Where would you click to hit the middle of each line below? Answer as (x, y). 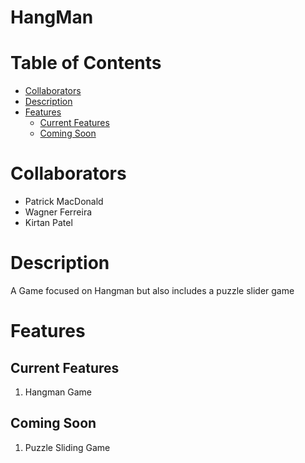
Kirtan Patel (48, 223)
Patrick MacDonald (64, 202)
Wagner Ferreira (58, 212)
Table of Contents (86, 63)
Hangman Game (58, 392)
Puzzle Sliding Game (67, 447)
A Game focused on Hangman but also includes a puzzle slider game (152, 290)
